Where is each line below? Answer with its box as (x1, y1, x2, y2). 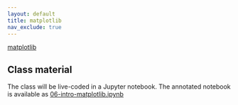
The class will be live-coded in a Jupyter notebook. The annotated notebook (7, 82, 231, 91)
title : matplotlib (7, 17, 62, 24)
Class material (7, 63, 72, 75)
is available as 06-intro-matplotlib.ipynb (7, 90, 124, 99)
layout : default (7, 10, 55, 18)
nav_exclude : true (7, 23, 62, 31)
